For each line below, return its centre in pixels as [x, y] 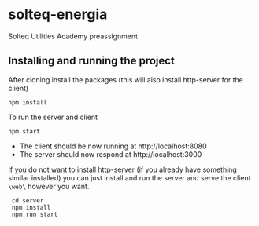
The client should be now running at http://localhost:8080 [113, 146]
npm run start [35, 214]
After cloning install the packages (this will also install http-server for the [126, 79]
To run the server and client [53, 117]
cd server [28, 200]
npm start [24, 131]
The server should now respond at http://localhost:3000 [111, 154]
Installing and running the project [92, 61]
